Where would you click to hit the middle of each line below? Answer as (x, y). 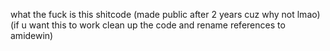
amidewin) (32, 35)
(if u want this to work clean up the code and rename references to (148, 25)
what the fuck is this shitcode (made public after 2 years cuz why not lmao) (165, 14)
